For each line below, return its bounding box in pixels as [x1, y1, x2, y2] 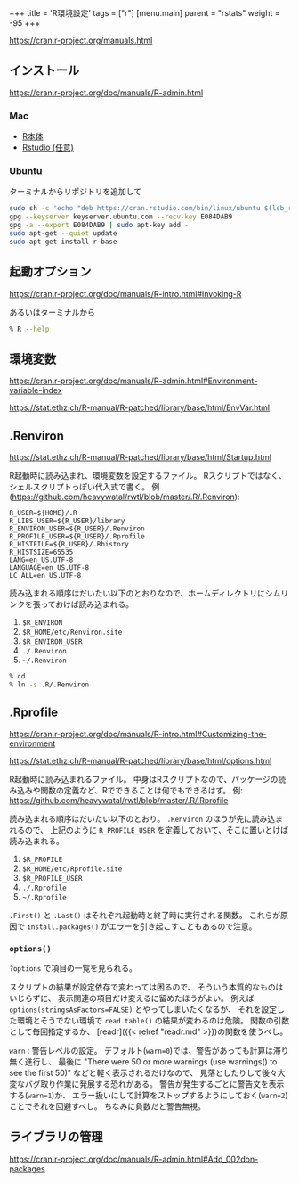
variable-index [9, 385, 62, 396]
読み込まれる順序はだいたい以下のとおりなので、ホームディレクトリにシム [9, 587, 281, 599]
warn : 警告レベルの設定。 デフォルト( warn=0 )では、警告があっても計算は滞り [9, 1045, 289, 1056]
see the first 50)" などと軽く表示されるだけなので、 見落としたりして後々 [9, 1067, 279, 1078]
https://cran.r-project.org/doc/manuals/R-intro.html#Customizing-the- [9, 728, 267, 739]
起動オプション [9, 264, 92, 279]
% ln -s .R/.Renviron [9, 680, 90, 689]
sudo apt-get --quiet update [9, 229, 117, 238]
